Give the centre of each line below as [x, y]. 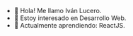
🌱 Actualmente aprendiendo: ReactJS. [69, 25]
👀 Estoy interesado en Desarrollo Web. [70, 18]
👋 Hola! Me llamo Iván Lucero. [58, 11]
